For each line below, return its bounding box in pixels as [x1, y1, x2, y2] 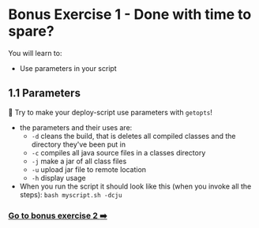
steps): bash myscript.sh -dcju [19, 189, 122, 199]
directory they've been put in [31, 140, 126, 149]
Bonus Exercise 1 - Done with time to [8, 6, 252, 24]
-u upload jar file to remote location [31, 164, 147, 174]
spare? [8, 22, 54, 40]
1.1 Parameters [8, 87, 81, 100]
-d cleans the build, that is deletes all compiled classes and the [31, 131, 236, 140]
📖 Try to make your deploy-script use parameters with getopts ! [8, 107, 213, 117]
